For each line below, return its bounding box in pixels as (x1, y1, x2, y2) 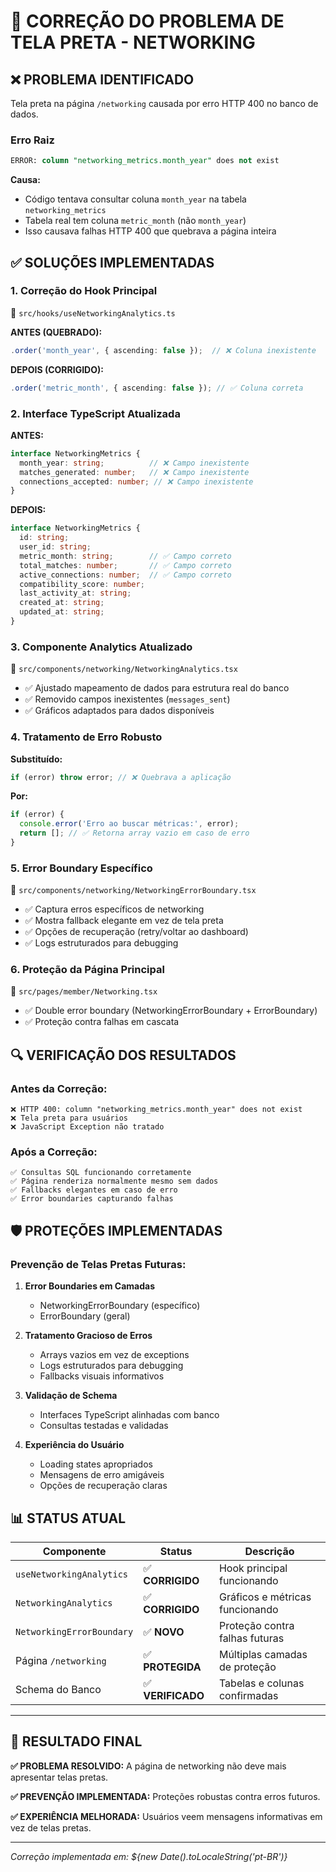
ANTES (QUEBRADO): (10, 326, 103, 338)
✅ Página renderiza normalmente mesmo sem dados (10, 1176, 219, 1187)
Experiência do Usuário (24, 1439, 125, 1451)
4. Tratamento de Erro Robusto (10, 730, 163, 744)
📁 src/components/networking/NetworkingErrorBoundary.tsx (10, 884, 257, 896)
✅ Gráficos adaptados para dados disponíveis (24, 705, 215, 717)
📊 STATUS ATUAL (10, 1510, 127, 1527)
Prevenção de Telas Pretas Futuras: (10, 1257, 187, 1271)
